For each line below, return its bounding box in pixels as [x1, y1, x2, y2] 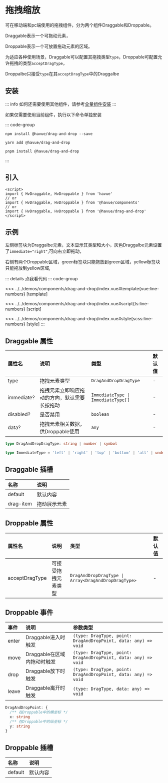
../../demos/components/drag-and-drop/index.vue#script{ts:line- [14, 301, 149, 307]
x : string [9, 715, 30, 720]
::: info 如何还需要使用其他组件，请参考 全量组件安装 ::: [5, 101, 116, 107]
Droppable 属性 [5, 519, 53, 528]
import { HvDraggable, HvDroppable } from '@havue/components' [5, 200, 140, 205]
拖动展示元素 [36, 500, 67, 507]
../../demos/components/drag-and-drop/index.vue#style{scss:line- [14, 316, 153, 322]
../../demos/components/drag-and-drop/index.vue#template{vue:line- [14, 286, 159, 292]
